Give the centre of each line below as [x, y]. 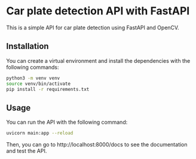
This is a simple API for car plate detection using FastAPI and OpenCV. [93, 27]
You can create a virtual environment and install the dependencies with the [98, 60]
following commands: [33, 67]
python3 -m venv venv [33, 78]
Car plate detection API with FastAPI [98, 11]
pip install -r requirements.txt [48, 89]
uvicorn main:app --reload [40, 133]
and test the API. [27, 151]
